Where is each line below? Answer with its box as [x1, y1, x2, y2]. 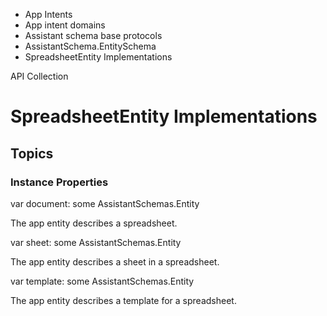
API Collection [10, 70, 69, 82]
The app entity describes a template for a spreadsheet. [10, 294, 237, 306]
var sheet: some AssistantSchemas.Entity [10, 236, 182, 248]
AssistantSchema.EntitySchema [24, 40, 157, 52]
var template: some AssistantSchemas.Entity [10, 275, 195, 287]
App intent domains [24, 19, 106, 31]
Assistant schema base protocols [24, 30, 163, 41]
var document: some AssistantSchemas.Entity [10, 197, 200, 209]
